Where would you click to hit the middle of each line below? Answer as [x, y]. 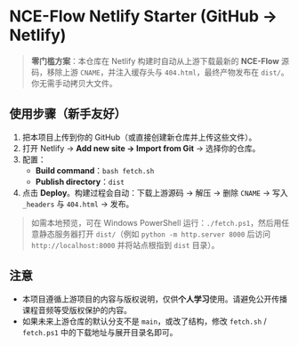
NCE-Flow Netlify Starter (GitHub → [144, 16]
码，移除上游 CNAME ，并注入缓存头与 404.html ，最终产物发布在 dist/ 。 [160, 72]
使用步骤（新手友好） [68, 114]
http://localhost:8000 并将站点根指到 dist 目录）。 [125, 245]
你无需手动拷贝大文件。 [74, 83]
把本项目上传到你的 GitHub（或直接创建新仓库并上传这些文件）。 [139, 137]
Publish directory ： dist [80, 181]
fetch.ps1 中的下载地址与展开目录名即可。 [100, 332]
